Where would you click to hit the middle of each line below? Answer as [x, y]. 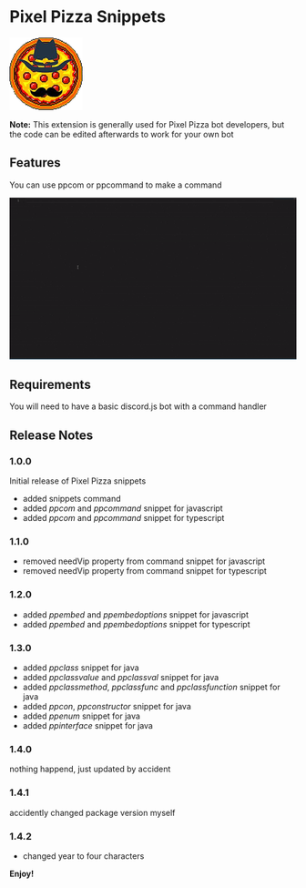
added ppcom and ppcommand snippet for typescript [123, 518]
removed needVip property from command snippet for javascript [144, 561]
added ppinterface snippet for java [87, 726]
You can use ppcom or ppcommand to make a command [116, 185]
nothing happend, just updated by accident [90, 769]
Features [35, 163]
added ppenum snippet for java [82, 716]
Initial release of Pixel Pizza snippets [78, 481]
